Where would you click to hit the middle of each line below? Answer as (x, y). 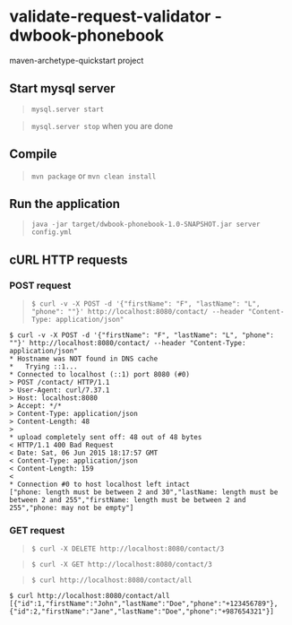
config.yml (52, 232)
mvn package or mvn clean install (94, 176)
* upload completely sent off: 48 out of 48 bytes (106, 438)
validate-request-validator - (116, 17)
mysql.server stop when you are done (102, 126)
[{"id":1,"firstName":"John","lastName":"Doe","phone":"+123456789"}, (144, 604)
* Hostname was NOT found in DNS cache (84, 359)
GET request (37, 530)
